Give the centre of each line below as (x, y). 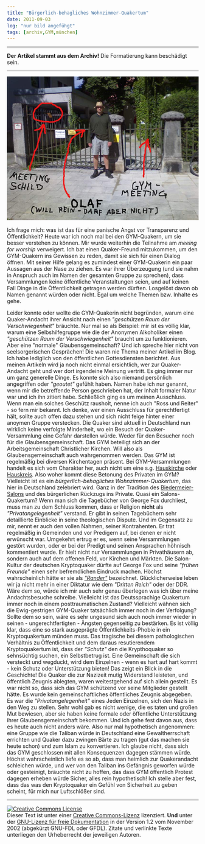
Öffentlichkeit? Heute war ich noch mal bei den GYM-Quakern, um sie (94, 237)
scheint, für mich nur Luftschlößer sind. (56, 792)
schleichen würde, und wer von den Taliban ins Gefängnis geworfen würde (101, 766)
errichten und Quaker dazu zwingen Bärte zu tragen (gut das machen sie (98, 740)
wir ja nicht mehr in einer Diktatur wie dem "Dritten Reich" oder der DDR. (98, 585)
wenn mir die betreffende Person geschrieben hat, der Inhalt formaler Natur (102, 391)
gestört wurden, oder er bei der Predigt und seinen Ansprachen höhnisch (99, 546)
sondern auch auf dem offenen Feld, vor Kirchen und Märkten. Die (90, 559)
